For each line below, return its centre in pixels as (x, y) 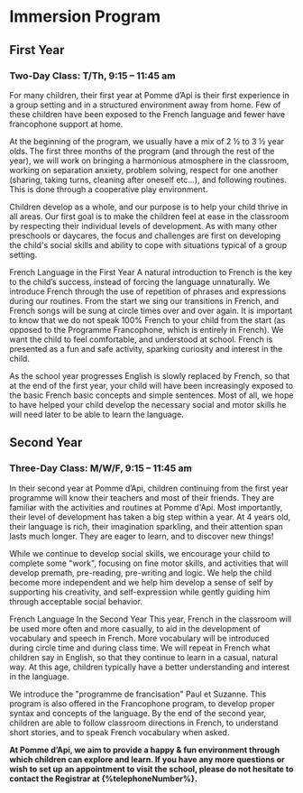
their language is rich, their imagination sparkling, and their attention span (147, 526)
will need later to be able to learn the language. (97, 414)
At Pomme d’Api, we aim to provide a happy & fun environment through (145, 750)
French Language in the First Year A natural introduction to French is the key (151, 272)
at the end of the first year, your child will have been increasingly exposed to (151, 385)
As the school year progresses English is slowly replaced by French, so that (150, 375)
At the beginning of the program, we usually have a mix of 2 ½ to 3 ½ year (147, 141)
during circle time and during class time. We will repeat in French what (140, 648)
